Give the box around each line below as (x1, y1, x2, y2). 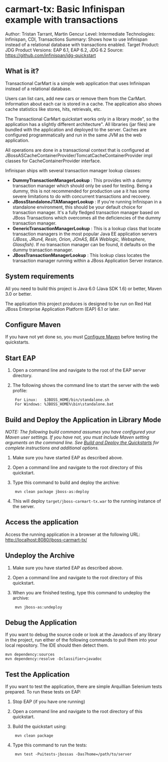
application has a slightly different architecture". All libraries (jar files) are (5, 121, 156, 127)
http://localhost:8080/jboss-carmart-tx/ (5, 536, 87, 542)
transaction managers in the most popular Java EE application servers (12, 231, 157, 237)
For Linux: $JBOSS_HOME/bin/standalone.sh (15, 397, 109, 402)
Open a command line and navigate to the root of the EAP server (12, 367, 146, 373)
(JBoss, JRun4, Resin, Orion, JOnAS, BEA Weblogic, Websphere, (12, 236, 146, 242)
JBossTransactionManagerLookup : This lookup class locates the (12, 252, 150, 258)
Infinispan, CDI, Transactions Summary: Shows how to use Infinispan (5, 36, 148, 42)
